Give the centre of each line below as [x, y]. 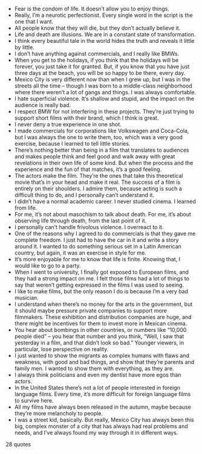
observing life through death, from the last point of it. [80, 221]
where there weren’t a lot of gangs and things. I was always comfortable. [105, 92]
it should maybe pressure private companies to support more [91, 310]
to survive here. [34, 400]
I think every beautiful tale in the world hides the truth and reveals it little [104, 41]
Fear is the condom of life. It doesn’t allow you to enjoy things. [92, 9]
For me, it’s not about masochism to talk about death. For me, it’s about [103, 214]
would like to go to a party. [47, 266]
